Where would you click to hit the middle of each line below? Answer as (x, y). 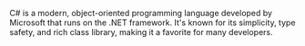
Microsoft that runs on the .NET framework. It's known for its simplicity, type (152, 23)
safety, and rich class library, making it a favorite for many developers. (141, 32)
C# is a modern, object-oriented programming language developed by (141, 13)
